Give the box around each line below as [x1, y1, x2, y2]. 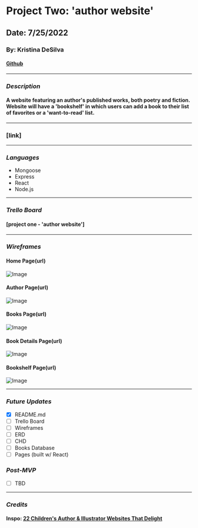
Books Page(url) [6, 310, 47, 318]
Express [14, 173, 35, 180]
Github [6, 60, 24, 67]
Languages [6, 154, 39, 162]
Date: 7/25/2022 [6, 28, 68, 38]
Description [6, 82, 41, 90]
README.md [14, 411, 46, 418]
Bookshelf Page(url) [6, 364, 57, 371]
